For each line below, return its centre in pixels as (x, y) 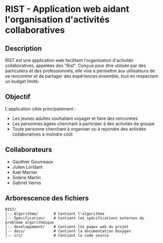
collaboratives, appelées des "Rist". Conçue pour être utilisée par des (76, 66)
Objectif (18, 97)
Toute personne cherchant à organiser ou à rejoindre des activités (79, 129)
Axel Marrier (25, 172)
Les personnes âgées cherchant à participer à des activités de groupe (83, 123)
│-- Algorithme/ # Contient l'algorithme (55, 214)
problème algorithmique (30, 223)
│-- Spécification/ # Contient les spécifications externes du (75, 218)
